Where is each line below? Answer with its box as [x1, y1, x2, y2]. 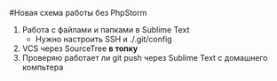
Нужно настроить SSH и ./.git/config [35, 34, 172, 44]
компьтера [21, 62, 64, 72]
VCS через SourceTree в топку [21, 43, 138, 54]
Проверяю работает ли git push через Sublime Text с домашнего [21, 53, 268, 63]
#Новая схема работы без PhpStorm [9, 8, 147, 18]
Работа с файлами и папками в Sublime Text [21, 25, 190, 34]
